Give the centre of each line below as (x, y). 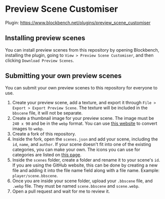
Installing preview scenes (45, 38)
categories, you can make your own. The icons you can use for (76, 149)
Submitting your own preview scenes (64, 76)
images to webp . (28, 128)
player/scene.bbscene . (35, 175)
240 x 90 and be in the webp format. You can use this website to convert (85, 123)
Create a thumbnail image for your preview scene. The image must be (83, 118)
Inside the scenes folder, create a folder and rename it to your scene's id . (86, 160)
